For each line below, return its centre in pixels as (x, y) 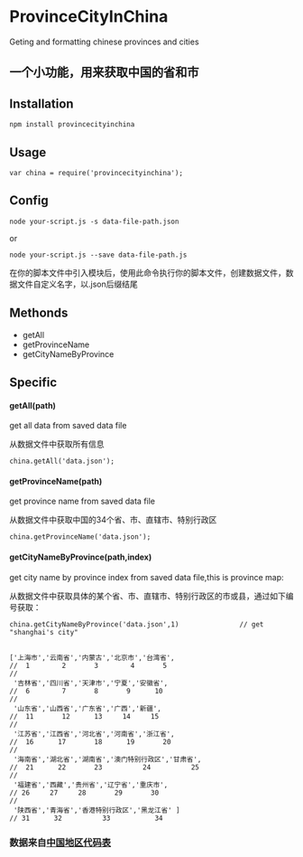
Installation (41, 104)
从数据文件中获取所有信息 (57, 444)
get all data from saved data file (68, 426)
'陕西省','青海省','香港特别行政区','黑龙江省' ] (96, 810)
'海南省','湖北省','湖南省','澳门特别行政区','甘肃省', (107, 759)
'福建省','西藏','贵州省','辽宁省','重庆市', (91, 785)
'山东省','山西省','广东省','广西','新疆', (87, 708)
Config (29, 201)
